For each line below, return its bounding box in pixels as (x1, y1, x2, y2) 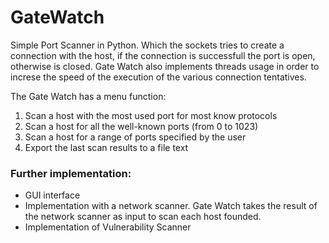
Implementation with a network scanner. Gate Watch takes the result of (24, 200, 318, 212)
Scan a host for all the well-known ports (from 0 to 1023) (24, 120, 259, 132)
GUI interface (24, 189, 81, 201)
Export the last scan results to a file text (24, 141, 189, 153)
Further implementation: (10, 166, 132, 180)
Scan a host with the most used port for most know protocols (24, 109, 278, 121)
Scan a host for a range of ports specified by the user (24, 131, 247, 143)
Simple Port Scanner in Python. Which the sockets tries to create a (10, 39, 285, 51)
